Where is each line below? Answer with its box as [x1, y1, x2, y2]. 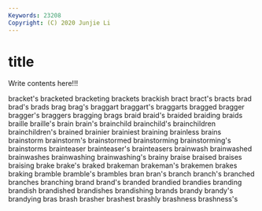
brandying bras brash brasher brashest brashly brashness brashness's [8, 194, 238, 204]
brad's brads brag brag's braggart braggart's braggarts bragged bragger [8, 102, 245, 112]
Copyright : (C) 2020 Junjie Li [8, 19, 111, 27]
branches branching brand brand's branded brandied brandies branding [8, 178, 242, 187]
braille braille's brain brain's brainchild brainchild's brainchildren [8, 119, 216, 128]
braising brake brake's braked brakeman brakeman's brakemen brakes [8, 161, 238, 170]
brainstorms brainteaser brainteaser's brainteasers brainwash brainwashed [8, 144, 253, 154]
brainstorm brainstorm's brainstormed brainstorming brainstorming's [8, 135, 231, 146]
